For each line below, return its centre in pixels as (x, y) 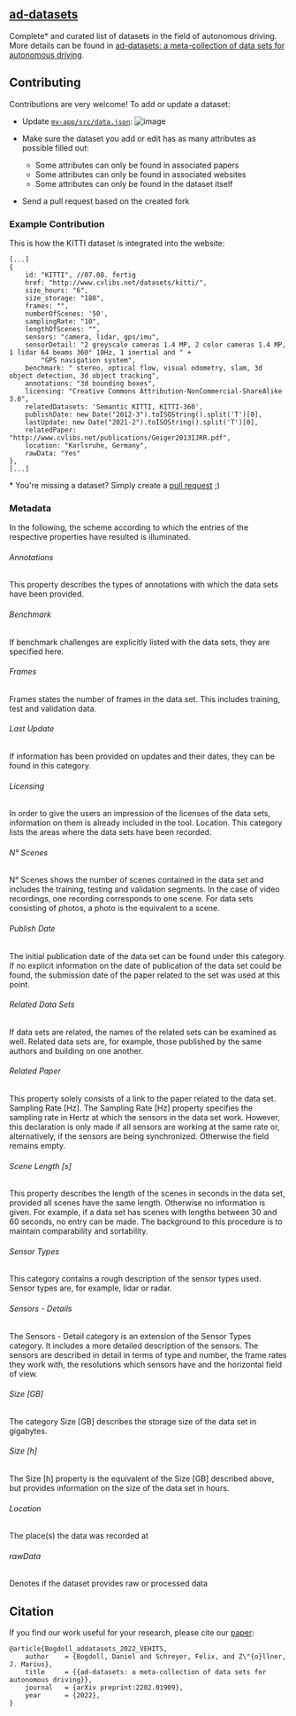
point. (20, 984)
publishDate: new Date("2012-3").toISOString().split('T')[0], (144, 414)
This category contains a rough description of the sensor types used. (135, 1279)
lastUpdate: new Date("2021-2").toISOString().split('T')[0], (142, 422)
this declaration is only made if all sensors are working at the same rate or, (144, 1127)
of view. (23, 1374)
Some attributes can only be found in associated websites (140, 174)
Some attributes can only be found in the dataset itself (134, 183)
